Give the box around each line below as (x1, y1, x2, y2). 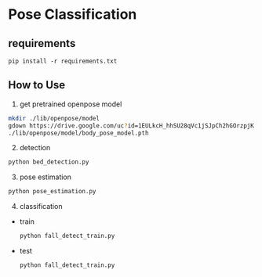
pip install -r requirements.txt (8, 57, 118, 65)
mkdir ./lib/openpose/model (8, 114, 100, 122)
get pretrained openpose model (19, 99, 122, 109)
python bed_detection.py (8, 158, 89, 166)
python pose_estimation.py (8, 188, 96, 196)
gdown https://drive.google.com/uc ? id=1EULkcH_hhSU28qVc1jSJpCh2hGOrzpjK (8, 121, 255, 130)
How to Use (8, 78, 66, 92)
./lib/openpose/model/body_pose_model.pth (8, 129, 149, 137)
